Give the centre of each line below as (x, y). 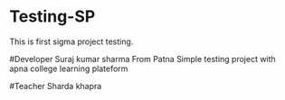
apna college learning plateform (69, 68)
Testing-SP (52, 17)
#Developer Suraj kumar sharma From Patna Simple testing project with (142, 59)
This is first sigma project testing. (71, 41)
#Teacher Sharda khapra (56, 86)
